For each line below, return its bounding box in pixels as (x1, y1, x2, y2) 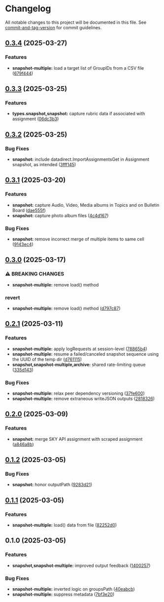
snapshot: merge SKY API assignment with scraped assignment (12, 436, 143, 442)
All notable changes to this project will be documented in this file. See (5, 19, 147, 25)
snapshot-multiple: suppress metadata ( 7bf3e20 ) (12, 592, 115, 597)
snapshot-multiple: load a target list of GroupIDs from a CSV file (12, 65, 144, 71)
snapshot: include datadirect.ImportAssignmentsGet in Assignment (12, 156, 149, 162)
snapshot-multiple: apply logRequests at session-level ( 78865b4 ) (12, 346, 148, 352)
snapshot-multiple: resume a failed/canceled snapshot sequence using (12, 351, 159, 357)
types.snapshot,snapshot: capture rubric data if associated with (12, 111, 145, 117)
